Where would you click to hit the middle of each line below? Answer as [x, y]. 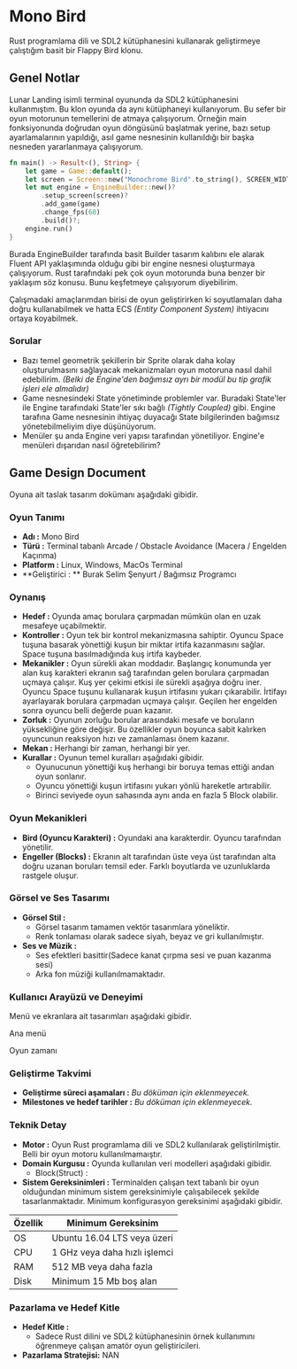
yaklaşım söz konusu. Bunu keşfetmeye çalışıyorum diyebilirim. [124, 282]
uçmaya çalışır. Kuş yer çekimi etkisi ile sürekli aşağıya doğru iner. [142, 682]
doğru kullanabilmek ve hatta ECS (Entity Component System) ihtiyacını [139, 308]
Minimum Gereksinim [113, 1223]
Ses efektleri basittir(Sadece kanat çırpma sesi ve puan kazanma [153, 955]
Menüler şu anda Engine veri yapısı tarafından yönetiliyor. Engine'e [143, 435]
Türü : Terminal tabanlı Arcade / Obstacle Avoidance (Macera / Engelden [154, 546]
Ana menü [28, 1033]
